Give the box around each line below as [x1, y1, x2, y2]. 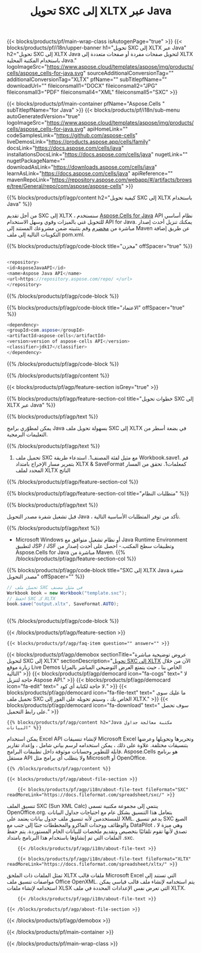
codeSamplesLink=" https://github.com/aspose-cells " [7, 132, 138, 139]
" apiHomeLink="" [83, 125, 128, 132]
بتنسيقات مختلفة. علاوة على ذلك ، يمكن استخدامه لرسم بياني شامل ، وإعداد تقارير [7, 742, 188, 749]
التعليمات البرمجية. [7, 431, 48, 438]
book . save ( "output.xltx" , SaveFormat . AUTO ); [7, 601, 119, 607]
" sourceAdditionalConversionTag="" [83, 70, 174, 77]
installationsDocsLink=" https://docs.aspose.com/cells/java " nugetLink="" [7, 151, 188, 158]
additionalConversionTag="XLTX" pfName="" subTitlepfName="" [7, 76, 168, 83]
